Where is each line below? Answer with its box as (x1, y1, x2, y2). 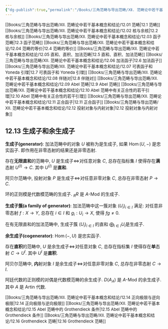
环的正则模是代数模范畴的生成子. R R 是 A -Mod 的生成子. (5, 191, 120, 198)
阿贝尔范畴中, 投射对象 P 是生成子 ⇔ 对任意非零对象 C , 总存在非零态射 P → (5, 175, 158, 181)
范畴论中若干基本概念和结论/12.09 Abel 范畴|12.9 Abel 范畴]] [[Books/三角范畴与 (5, 81, 158, 87)
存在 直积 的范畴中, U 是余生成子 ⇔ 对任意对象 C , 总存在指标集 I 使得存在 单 (5, 244, 156, 250)
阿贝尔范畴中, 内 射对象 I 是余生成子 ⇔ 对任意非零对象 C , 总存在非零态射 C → (5, 260, 161, 266)
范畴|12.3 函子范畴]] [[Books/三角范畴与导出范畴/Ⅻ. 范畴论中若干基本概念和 (5, 40, 150, 45)
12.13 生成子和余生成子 (5, 127, 75, 135)
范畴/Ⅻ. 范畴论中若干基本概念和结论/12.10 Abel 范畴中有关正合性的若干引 (9, 87, 149, 93)
